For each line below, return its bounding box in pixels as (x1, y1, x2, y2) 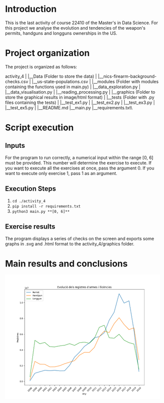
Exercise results (5, 223, 55, 231)
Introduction (5, 3, 57, 15)
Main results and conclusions (5, 258, 128, 269)
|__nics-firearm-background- (98, 73, 157, 79)
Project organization (5, 48, 90, 59)
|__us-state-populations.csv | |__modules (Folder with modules (31, 78, 159, 84)
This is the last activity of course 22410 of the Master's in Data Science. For (5, 20, 158, 26)
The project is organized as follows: (5, 64, 78, 69)
